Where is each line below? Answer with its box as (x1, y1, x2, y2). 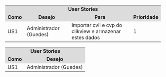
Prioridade (133, 14, 159, 20)
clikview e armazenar (71, 28, 121, 35)
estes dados (71, 34, 100, 41)
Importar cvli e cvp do (71, 22, 123, 29)
